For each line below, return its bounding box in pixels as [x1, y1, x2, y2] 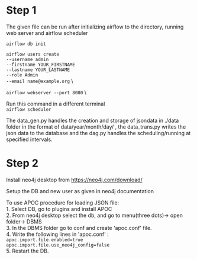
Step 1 [6, 4, 37, 17]
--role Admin [6, 72, 38, 78]
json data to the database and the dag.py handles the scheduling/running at [6, 129, 191, 136]
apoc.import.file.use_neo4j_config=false [6, 242, 110, 248]
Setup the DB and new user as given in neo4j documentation [6, 187, 154, 194]
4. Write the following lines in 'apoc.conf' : [6, 231, 109, 238]
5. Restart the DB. [6, 247, 49, 254]
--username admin [6, 56, 49, 62]
